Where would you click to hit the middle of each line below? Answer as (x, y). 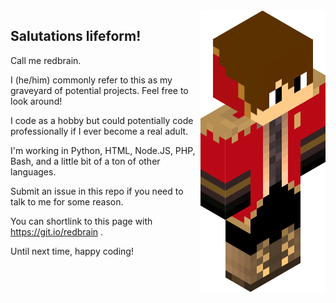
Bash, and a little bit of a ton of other (85, 161)
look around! (36, 101)
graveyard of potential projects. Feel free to (99, 90)
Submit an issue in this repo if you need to (97, 191)
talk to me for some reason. (67, 201)
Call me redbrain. (46, 60)
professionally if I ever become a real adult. (99, 131)
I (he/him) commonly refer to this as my (91, 80)
